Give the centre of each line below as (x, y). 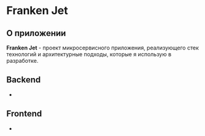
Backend (24, 80)
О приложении (36, 33)
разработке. (22, 61)
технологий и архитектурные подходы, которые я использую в (89, 54)
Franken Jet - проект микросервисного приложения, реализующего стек (103, 48)
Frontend (24, 114)
